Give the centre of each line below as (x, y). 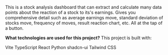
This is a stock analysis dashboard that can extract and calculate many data (83, 7)
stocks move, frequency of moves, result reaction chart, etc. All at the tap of (84, 23)
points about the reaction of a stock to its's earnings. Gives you (71, 12)
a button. (15, 28)
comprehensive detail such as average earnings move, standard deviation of (84, 18)
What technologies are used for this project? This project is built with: (78, 38)
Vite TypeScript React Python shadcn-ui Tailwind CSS (61, 47)
